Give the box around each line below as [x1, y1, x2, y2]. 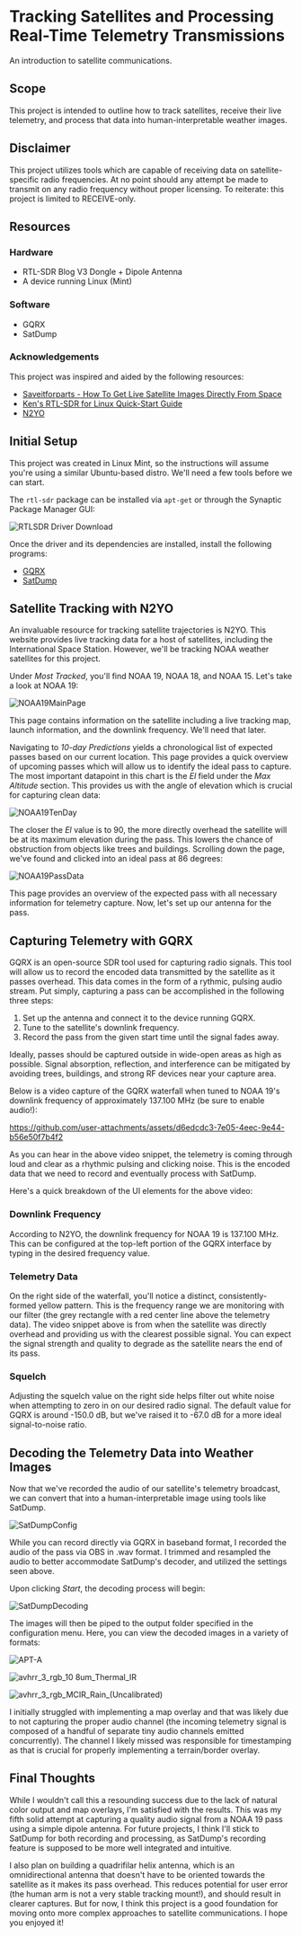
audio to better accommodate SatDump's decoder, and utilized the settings [9, 1556, 288, 1567]
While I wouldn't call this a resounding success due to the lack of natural [9, 1794, 278, 1805]
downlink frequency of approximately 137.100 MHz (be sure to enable [9, 1095, 265, 1106]
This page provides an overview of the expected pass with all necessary [9, 888, 278, 899]
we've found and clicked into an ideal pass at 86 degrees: [9, 854, 223, 864]
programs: [9, 548, 48, 559]
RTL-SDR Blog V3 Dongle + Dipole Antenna [22, 267, 182, 278]
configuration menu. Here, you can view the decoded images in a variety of [9, 1627, 289, 1638]
